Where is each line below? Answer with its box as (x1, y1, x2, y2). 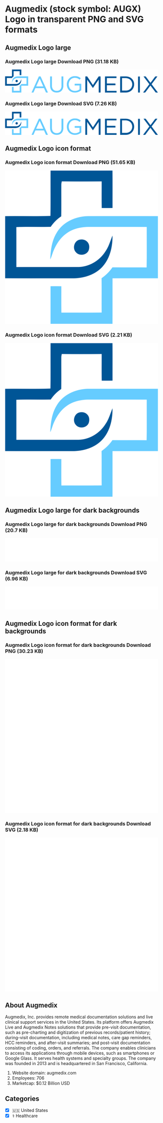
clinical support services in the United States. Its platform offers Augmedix (5, 1019, 154, 1025)
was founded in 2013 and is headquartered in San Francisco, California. (5, 1061, 148, 1067)
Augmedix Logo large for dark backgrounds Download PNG (5, 521, 147, 528)
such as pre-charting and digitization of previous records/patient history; (5, 1029, 151, 1035)
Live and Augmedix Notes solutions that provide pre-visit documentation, (5, 1024, 151, 1030)
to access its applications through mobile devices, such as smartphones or (5, 1050, 155, 1056)
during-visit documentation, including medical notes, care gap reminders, (5, 1035, 152, 1041)
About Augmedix (5, 1001, 58, 1009)
